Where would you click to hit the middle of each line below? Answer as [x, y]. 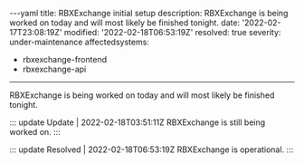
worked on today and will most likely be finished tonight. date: [125, 23]
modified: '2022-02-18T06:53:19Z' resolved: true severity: [172, 32]
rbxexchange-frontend [64, 59]
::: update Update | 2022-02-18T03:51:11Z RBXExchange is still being [138, 122]
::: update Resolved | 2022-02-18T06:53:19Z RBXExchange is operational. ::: [152, 150]
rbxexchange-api [54, 69]
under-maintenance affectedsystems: [79, 42]
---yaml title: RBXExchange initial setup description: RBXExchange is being [149, 13]
